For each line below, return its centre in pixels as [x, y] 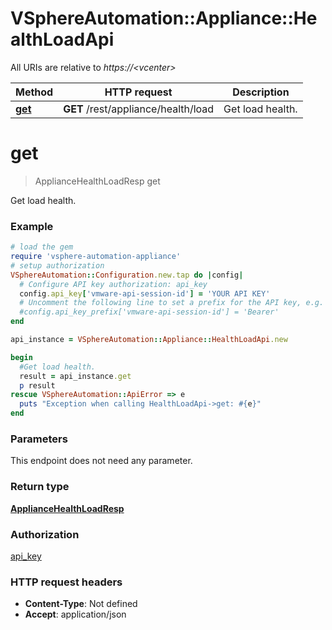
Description [261, 92]
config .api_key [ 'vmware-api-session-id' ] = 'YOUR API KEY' [145, 293]
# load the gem [42, 247]
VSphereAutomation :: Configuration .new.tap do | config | [127, 275]
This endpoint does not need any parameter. [101, 461]
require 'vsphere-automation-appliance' [96, 257]
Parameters [39, 439]
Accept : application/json [75, 614]
